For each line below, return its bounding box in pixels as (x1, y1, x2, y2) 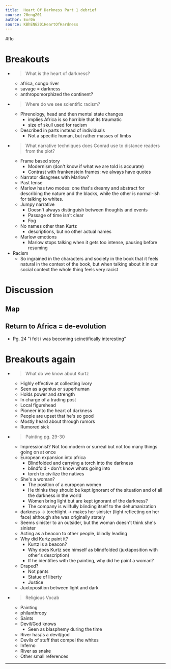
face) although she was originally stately (20, 514, 105, 520)
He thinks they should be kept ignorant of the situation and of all (27, 487, 163, 493)
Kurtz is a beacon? (27, 541, 67, 547)
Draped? (20, 563, 39, 569)
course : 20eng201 (5, 12, 42, 17)
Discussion (5, 284, 53, 296)
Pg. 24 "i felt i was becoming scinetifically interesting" (12, 336, 126, 342)
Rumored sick (20, 423, 49, 429)
